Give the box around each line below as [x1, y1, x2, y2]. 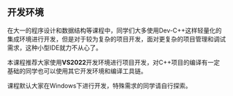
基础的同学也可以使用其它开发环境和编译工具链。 [7, 66, 147, 75]
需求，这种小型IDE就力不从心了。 [7, 44, 103, 52]
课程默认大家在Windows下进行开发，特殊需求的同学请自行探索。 [7, 81, 192, 90]
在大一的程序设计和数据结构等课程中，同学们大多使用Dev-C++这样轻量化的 [7, 26, 222, 35]
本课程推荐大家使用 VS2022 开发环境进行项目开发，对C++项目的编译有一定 [7, 58, 221, 66]
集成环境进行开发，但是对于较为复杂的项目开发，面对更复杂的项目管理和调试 [7, 35, 226, 43]
